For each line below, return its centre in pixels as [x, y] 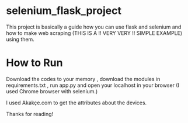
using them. [20, 39]
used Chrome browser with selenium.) [52, 91]
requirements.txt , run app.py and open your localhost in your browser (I [93, 85]
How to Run [34, 63]
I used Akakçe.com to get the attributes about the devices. [76, 103]
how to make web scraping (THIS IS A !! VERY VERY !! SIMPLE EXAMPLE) [94, 33]
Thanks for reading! [30, 114]
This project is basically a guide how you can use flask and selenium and [94, 27]
